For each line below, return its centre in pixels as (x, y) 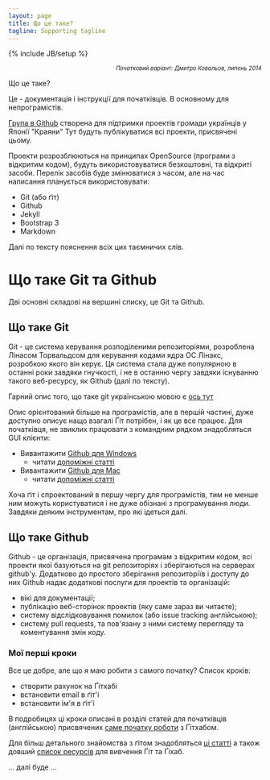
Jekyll (30, 214)
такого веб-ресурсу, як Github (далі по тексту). (89, 381)
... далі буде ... (33, 767)
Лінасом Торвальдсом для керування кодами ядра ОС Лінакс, (116, 355)
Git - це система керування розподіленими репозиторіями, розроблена (131, 346)
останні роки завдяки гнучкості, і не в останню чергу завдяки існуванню (133, 372)
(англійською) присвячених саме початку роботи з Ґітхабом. (114, 728)
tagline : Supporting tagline (57, 31)
